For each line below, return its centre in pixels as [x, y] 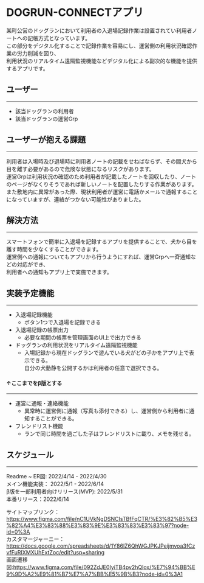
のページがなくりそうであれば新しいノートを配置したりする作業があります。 [102, 184]
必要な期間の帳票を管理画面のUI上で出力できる [83, 338]
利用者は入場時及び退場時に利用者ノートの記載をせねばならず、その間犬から [102, 161]
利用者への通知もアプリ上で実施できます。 [59, 272]
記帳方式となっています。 [59, 38]
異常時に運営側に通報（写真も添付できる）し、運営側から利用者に [107, 411]
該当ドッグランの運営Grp [46, 119]
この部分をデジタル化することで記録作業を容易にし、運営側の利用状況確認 [99, 46]
